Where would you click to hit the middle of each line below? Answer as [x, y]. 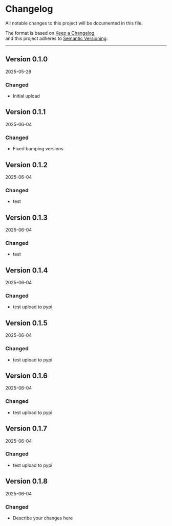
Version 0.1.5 [26, 323]
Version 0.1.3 [26, 218]
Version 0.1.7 [26, 429]
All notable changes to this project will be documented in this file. [74, 23]
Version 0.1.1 [26, 112]
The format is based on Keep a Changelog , [50, 33]
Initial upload [26, 96]
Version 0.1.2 [26, 165]
